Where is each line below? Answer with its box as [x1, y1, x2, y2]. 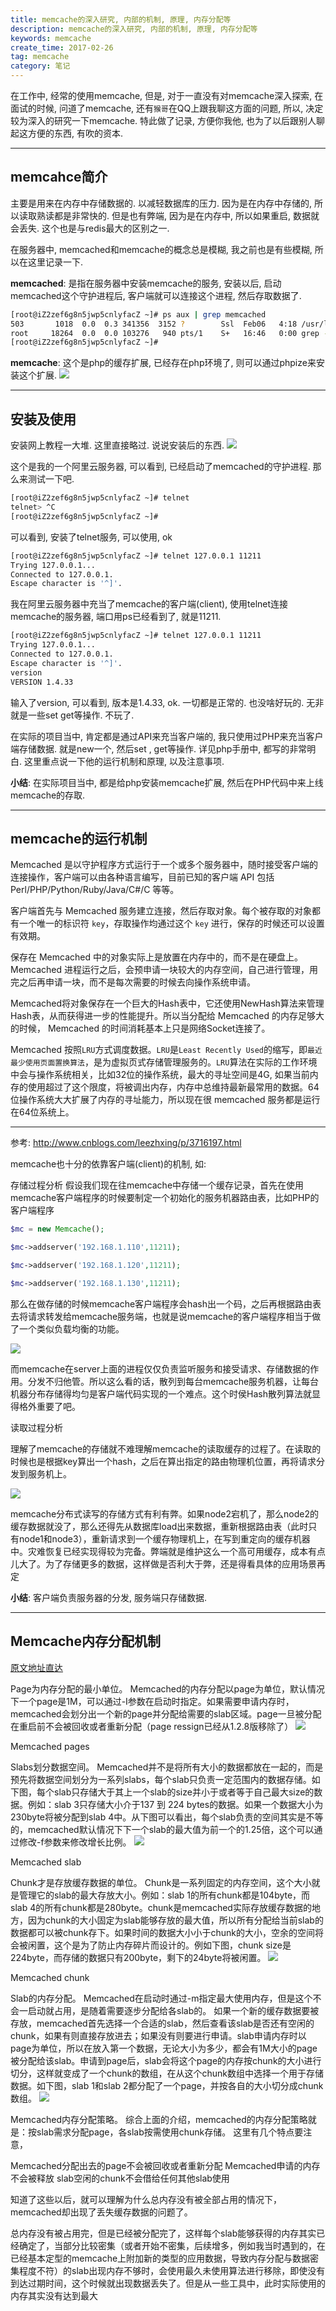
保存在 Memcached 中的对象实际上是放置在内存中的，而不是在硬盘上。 [10, 951, 303, 963]
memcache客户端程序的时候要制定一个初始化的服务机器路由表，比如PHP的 [10, 1192, 320, 1204]
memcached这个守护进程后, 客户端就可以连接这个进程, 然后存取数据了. [10, 289, 302, 301]
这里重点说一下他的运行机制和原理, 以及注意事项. [23, 755, 225, 767]
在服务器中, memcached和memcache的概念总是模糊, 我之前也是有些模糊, [10, 243, 313, 255]
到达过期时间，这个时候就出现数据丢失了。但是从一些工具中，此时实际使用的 [10, 2277, 326, 2289]
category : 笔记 [10, 61, 71, 71]
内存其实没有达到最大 [10, 2289, 98, 2301]
